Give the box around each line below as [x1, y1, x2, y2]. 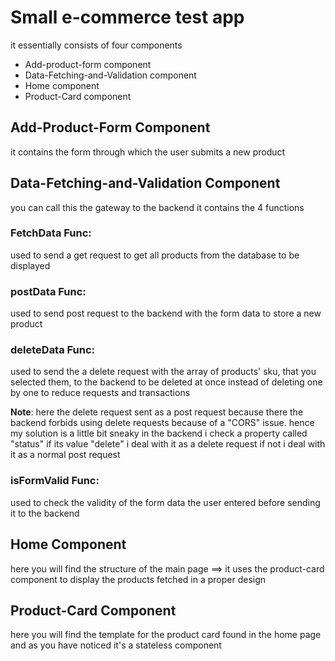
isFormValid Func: [10, 474, 100, 488]
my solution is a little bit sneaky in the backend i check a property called [10, 427, 308, 440]
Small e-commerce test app [10, 6, 245, 29]
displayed [10, 259, 51, 271]
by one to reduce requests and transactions [10, 387, 191, 399]
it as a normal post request [10, 449, 121, 461]
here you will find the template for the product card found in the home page [10, 629, 322, 641]
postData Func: [10, 284, 87, 298]
